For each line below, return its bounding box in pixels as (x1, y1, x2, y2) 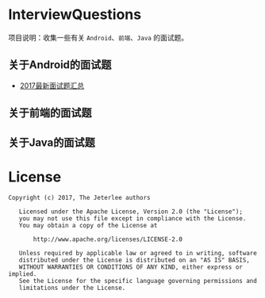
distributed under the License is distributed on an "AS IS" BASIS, (18, 256, 250, 265)
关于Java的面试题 (8, 136, 95, 149)
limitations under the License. (18, 284, 126, 292)
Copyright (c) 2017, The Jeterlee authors (8, 194, 151, 202)
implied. (8, 270, 37, 278)
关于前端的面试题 (8, 106, 92, 120)
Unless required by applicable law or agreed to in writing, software (18, 250, 258, 258)
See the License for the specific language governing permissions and (18, 277, 258, 285)
